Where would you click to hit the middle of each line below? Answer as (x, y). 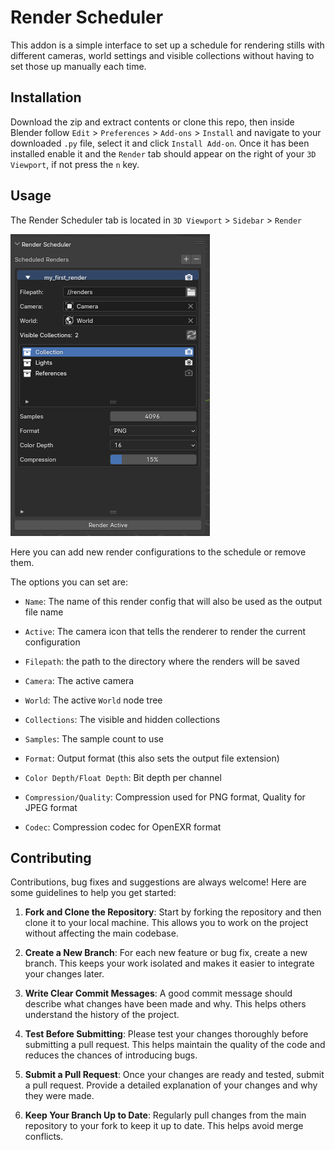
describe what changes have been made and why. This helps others (165, 1004)
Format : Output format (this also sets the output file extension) (152, 758)
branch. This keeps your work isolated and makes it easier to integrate (169, 963)
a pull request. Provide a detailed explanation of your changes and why (171, 1085)
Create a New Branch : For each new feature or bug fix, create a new (166, 953)
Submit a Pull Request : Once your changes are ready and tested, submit (174, 1075)
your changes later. (64, 974)
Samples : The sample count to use (94, 738)
